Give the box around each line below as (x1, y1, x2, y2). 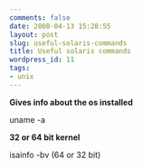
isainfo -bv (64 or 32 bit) (9, 149, 101, 160)
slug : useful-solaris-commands (9, 38, 128, 48)
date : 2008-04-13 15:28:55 (9, 22, 111, 31)
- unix (9, 72, 34, 81)
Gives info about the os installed (9, 97, 134, 107)
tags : (9, 64, 30, 73)
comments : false (9, 13, 71, 23)
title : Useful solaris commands (9, 47, 131, 56)
